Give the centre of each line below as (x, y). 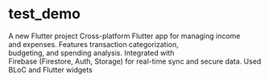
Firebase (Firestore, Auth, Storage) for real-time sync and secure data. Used (135, 61)
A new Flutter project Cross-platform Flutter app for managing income (124, 36)
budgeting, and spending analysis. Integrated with (91, 53)
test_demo (44, 14)
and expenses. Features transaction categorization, (93, 44)
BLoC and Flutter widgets (50, 69)
